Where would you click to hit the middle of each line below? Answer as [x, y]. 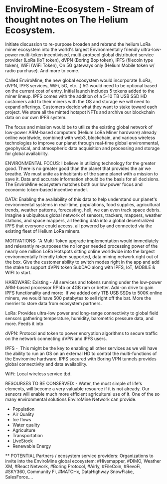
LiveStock [23, 441]
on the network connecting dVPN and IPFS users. [56, 338]
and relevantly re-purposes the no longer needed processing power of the [82, 246]
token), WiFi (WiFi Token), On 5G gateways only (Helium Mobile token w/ [80, 65]
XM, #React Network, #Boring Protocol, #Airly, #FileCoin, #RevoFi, [74, 466]
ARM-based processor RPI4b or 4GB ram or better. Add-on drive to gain [79, 287]
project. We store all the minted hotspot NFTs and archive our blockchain [80, 112]
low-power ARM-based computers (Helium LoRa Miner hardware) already [81, 132]
